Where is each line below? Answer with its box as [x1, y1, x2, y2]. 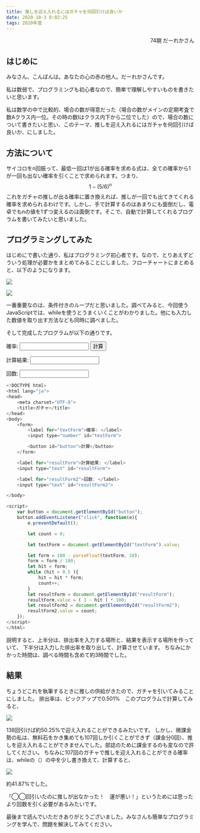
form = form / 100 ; [27, 558, 76, 564]
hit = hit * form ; [38, 575, 84, 581]
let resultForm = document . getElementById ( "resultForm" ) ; [27, 591, 175, 597]
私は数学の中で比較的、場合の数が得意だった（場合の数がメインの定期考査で [6, 106, 195, 114]
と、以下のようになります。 [6, 267, 74, 274]
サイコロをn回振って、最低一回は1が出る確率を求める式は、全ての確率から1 [6, 165, 191, 172]
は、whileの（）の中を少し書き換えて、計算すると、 [6, 756, 134, 763]
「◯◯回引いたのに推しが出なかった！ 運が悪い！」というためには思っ [6, 793, 188, 800]
